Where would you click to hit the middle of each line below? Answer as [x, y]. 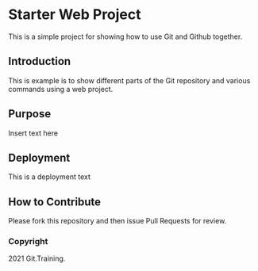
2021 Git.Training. [37, 258]
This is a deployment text [50, 177]
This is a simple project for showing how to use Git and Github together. [125, 36]
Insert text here [33, 133]
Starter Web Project [75, 15]
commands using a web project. [61, 89]
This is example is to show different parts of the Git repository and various [129, 80]
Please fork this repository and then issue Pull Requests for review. [117, 221]
